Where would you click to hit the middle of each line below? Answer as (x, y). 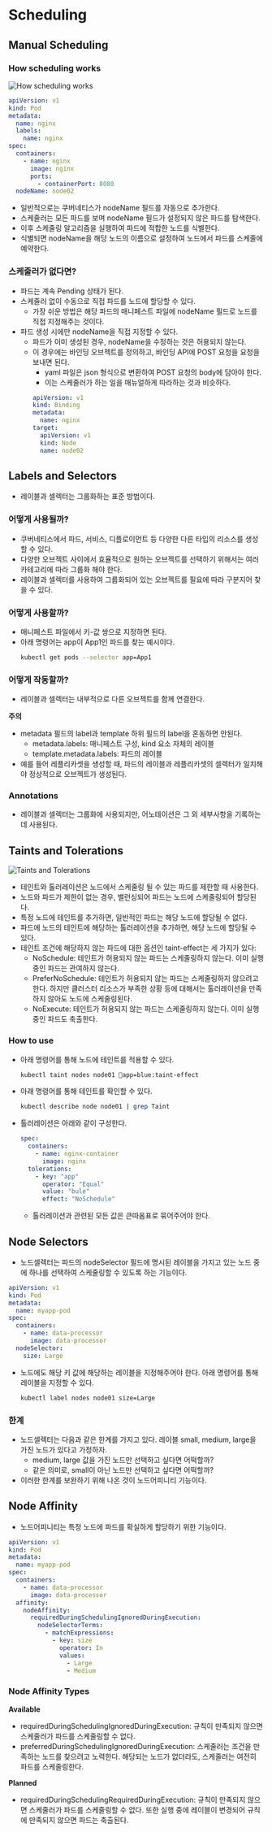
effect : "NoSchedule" (78, 1199)
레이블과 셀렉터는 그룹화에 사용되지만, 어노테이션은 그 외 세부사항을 (126, 814)
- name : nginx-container (77, 1154)
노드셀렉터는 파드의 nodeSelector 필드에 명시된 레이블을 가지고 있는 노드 (136, 1262)
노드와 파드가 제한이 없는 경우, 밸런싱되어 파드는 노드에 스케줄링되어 (127, 897)
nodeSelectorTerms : (71, 1626)
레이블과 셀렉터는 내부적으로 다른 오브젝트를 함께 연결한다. (112, 699)
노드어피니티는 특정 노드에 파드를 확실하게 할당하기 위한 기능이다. (123, 1526)
